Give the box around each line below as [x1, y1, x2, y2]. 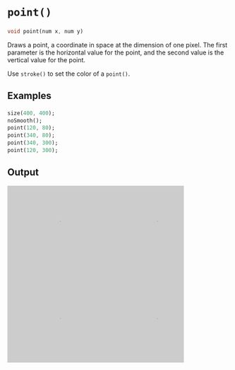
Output [7, 166, 39, 178]
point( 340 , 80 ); [7, 132, 55, 139]
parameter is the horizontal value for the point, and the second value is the [7, 48, 224, 57]
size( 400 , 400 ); [7, 110, 55, 117]
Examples [7, 90, 52, 102]
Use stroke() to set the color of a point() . [7, 69, 131, 78]
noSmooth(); [7, 117, 42, 124]
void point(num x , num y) [7, 28, 83, 35]
